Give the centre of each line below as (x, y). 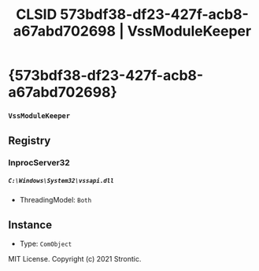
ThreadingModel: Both (55, 200)
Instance (30, 225)
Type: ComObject (46, 244)
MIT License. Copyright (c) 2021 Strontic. (75, 259)
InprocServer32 (39, 163)
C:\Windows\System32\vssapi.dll (61, 181)
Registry (30, 141)
